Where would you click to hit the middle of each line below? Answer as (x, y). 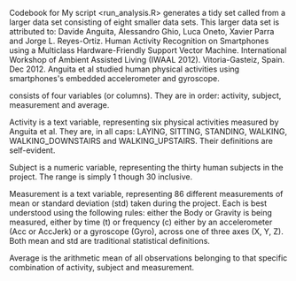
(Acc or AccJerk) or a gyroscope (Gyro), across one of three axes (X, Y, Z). (146, 232)
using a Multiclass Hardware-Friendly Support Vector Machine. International (148, 50)
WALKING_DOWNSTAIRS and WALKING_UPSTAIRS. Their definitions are (141, 141)
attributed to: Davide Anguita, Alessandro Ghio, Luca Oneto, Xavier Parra (142, 31)
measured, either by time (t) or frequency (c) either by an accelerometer (141, 222)
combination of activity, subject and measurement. (102, 267)
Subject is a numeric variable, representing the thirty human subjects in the (146, 167)
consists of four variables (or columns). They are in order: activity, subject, (145, 95)
